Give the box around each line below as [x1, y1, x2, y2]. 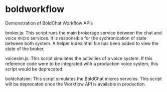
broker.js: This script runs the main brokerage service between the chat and [5, 29, 162, 35]
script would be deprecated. [5, 66, 64, 72]
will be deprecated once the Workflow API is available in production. [5, 81, 146, 87]
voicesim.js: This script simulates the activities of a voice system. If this [5, 55, 153, 61]
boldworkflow [5, 3, 65, 15]
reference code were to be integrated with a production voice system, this [5, 60, 158, 66]
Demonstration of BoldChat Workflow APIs [5, 20, 93, 26]
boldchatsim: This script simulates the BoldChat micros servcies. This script [5, 75, 162, 81]
